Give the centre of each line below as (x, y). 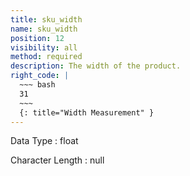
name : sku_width (44, 29)
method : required (46, 57)
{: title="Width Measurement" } (87, 112)
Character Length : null (57, 160)
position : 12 (37, 38)
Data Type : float (44, 141)
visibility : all (44, 47)
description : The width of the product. (96, 66)
